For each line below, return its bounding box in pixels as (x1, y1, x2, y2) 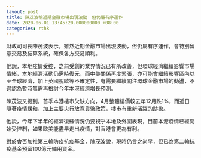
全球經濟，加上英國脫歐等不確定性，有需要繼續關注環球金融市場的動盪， (11, 78, 190, 85)
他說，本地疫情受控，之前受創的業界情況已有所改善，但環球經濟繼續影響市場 (6, 63, 195, 70)
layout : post (6, 8, 39, 15)
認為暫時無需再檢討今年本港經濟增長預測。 (11, 85, 117, 92)
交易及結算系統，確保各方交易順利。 (11, 50, 100, 57)
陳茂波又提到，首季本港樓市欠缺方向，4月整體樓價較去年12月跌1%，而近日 (6, 98, 190, 105)
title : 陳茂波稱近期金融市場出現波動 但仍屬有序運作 (6, 14, 123, 20)
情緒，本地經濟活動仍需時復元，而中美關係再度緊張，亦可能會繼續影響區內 (6, 70, 190, 78)
